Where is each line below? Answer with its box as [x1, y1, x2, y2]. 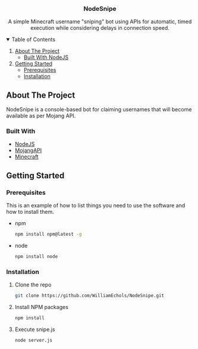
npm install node [14, 253, 58, 260]
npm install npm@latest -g [14, 231, 82, 238]
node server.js [14, 337, 53, 343]
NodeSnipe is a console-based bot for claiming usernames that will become [6, 106, 192, 113]
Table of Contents [11, 36, 55, 43]
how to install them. [6, 208, 55, 216]
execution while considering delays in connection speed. [30, 24, 169, 32]
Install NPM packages [14, 304, 68, 311]
